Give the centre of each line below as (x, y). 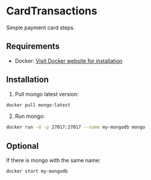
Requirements (33, 46)
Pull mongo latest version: (47, 94)
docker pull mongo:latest (38, 105)
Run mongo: (30, 116)
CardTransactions (52, 11)
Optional (22, 146)
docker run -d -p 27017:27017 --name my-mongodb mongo (76, 127)
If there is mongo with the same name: (53, 160)
